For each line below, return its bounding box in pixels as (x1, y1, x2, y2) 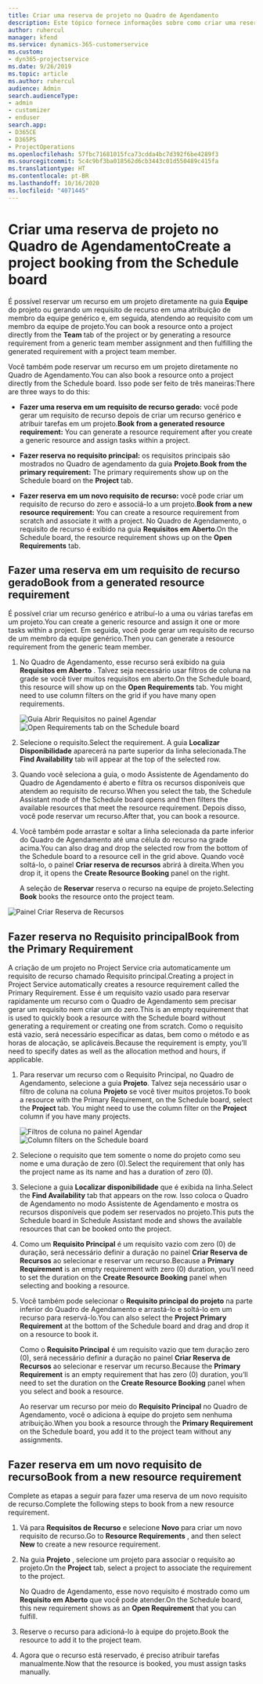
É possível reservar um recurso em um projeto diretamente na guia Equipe (8, 296, 248, 306)
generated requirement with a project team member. (8, 346, 177, 356)
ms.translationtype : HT (8, 165, 86, 173)
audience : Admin (8, 84, 61, 93)
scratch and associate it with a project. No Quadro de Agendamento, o (19, 516, 247, 525)
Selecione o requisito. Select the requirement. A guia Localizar (19, 738, 221, 747)
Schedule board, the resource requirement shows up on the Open (19, 532, 232, 542)
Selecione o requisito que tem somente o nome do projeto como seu (19, 1151, 241, 1160)
